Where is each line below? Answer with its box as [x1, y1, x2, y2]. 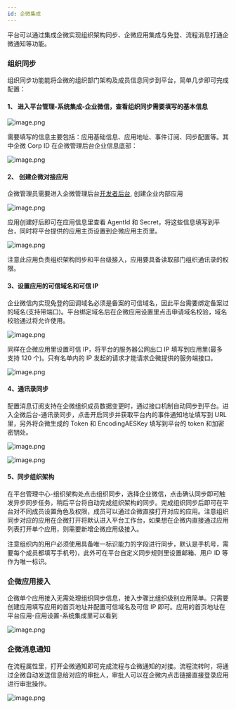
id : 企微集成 [7, 10, 41, 18]
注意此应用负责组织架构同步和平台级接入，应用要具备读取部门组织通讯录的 [7, 255, 223, 264]
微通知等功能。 [7, 39, 51, 48]
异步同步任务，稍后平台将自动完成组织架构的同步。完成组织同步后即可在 [13, 498, 223, 506]
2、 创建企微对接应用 [7, 172, 69, 181]
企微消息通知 [7, 644, 51, 654]
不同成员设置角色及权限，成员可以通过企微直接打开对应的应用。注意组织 [19, 507, 229, 516]
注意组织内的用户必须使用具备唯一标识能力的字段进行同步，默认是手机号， [7, 539, 223, 548]
